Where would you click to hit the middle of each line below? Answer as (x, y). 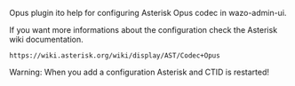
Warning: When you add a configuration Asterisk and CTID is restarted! (139, 72)
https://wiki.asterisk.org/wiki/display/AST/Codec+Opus (115, 56)
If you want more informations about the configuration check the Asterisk (144, 30)
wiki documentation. (46, 39)
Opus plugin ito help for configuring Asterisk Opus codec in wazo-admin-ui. (148, 13)
